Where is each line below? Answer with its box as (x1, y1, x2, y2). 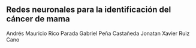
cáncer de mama (6, 14, 70, 24)
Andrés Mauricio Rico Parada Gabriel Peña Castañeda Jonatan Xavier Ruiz (6, 30, 190, 37)
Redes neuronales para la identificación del (6, 5, 171, 15)
